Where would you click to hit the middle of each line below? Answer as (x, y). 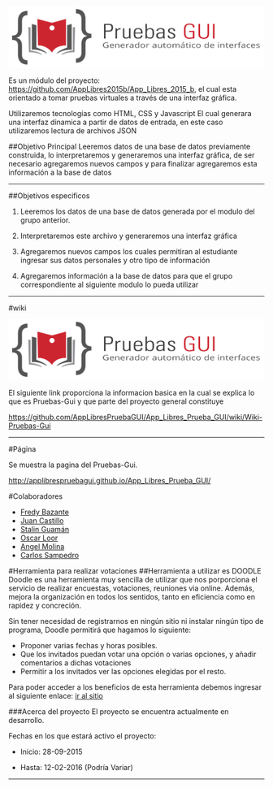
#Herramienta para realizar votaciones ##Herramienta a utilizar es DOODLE (135, 571)
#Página (22, 449)
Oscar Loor (39, 538)
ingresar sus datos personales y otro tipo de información (115, 260)
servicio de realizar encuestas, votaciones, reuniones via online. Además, (131, 588)
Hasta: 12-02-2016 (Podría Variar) (77, 768)
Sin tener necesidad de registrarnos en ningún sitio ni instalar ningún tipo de (136, 621)
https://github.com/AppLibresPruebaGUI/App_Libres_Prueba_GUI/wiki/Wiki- (135, 418)
